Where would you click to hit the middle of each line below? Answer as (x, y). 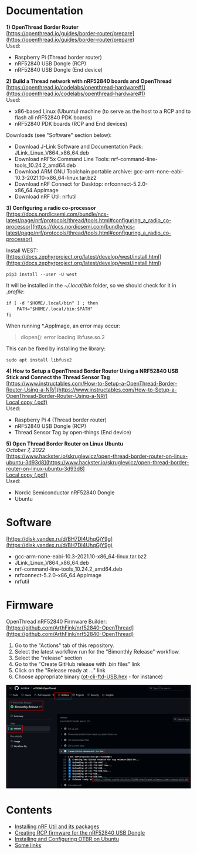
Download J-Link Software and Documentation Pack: (79, 146)
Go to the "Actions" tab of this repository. (64, 645)
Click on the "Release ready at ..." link (60, 670)
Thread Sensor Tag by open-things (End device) (73, 432)
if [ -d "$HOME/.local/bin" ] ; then (52, 303)
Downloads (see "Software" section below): (59, 135)
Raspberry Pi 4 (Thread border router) (61, 420)
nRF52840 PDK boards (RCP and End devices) (71, 123)
